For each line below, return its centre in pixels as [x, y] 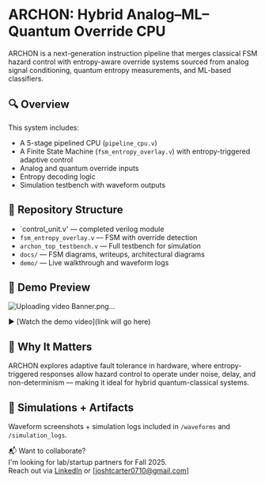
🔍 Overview [39, 105]
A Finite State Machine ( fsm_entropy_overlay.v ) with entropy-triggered [135, 151]
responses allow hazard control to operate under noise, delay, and [148, 375]
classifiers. [26, 78]
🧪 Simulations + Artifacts [71, 407]
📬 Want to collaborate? [47, 451]
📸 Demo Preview [49, 287]
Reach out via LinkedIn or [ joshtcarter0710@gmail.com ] [99, 470]
